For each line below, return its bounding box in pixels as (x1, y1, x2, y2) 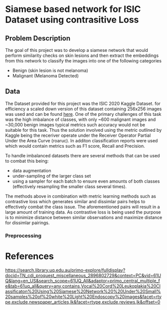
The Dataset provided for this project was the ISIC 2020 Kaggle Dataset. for (5, 100, 161, 106)
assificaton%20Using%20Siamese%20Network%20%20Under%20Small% (5, 288, 161, 294)
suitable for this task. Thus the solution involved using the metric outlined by (5, 127, 162, 133)
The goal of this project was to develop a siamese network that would (5, 47, 149, 53)
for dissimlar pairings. (5, 220, 50, 226)
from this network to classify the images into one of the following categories (5, 58, 162, 63)
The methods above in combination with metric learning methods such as (5, 193, 156, 199)
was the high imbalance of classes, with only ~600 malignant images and (5, 116, 156, 122)
